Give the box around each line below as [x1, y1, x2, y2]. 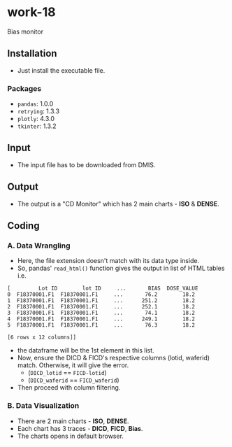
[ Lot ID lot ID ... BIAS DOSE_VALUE [7, 285, 198, 292]
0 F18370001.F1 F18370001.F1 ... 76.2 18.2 [7, 291, 196, 298]
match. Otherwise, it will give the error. [17, 361, 129, 369]
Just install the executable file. [17, 66, 106, 74]
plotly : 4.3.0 [17, 115, 55, 123]
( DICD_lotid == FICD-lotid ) [27, 369, 107, 377]
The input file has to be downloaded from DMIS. [17, 160, 156, 169]
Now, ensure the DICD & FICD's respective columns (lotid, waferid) [17, 354, 210, 362]
